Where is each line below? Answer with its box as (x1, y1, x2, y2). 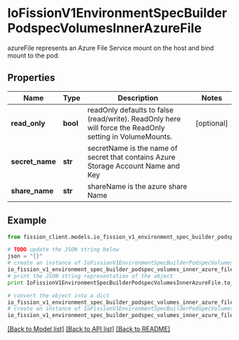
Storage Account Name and (87, 161, 180, 171)
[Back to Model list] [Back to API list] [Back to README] (7, 325, 171, 334)
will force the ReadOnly (87, 122, 165, 132)
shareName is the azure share (87, 181, 188, 191)
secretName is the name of (87, 143, 178, 153)
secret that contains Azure (87, 152, 176, 161)
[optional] (195, 118, 228, 128)
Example (7, 215, 47, 227)
